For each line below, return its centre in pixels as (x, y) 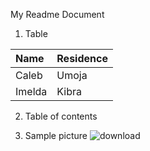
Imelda (31, 91)
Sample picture (56, 135)
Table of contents (61, 116)
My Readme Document (57, 14)
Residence (82, 58)
